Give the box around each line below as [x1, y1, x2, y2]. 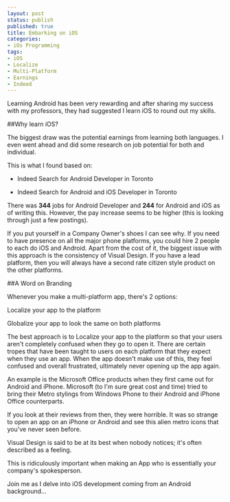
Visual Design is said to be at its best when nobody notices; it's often [7, 439, 203, 447]
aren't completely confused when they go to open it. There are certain [7, 340, 206, 348]
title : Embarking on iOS [7, 29, 78, 36]
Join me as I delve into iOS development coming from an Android [7, 480, 191, 488]
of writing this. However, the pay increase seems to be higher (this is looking [7, 209, 224, 217]
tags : [7, 49, 23, 56]
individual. [7, 148, 36, 156]
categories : [7, 36, 41, 43]
